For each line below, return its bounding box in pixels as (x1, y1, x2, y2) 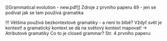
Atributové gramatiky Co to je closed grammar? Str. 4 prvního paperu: (5, 30, 152, 36)
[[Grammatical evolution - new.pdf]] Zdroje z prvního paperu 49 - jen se (5, 5, 156, 10)
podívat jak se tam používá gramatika (5, 10, 84, 16)
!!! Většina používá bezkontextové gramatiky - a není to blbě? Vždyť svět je (5, 20, 162, 25)
